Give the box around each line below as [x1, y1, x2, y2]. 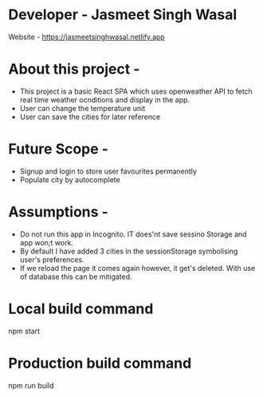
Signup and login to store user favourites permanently [19, 166, 198, 176]
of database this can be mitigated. [19, 272, 133, 281]
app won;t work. [19, 237, 74, 247]
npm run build [8, 380, 54, 390]
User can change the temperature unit [19, 103, 146, 113]
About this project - [8, 60, 140, 78]
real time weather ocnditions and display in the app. [19, 94, 190, 105]
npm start [8, 326, 41, 336]
